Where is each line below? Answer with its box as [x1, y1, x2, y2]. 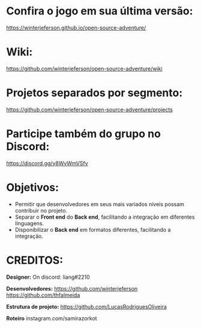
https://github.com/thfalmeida [6, 291, 80, 299]
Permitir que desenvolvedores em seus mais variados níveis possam [14, 200, 185, 208]
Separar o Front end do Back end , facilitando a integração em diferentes [14, 213, 195, 220]
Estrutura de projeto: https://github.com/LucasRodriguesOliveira [6, 303, 167, 310]
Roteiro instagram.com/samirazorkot [6, 314, 97, 322]
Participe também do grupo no [6, 127, 161, 141]
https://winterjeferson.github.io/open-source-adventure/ [6, 24, 146, 31]
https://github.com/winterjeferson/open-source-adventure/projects [6, 106, 173, 113]
